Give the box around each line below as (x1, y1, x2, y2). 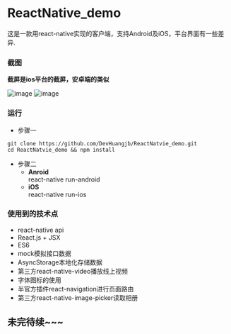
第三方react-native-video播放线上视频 (17, 267, 129, 275)
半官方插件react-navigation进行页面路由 (17, 284, 134, 293)
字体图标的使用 (17, 275, 61, 284)
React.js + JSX (17, 233, 61, 242)
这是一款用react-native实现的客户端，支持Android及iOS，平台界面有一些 (7, 29, 218, 38)
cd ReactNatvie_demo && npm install (7, 146, 115, 153)
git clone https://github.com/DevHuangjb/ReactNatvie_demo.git (7, 140, 198, 147)
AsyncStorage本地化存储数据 (17, 257, 102, 267)
